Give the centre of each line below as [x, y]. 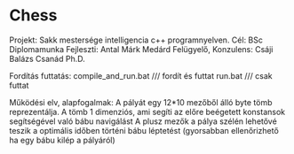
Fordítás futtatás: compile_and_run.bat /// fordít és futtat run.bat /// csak [141, 75]
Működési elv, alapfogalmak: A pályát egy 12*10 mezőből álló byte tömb [141, 102]
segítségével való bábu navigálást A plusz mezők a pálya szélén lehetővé [143, 121]
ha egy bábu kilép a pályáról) [62, 140]
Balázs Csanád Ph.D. [48, 58]
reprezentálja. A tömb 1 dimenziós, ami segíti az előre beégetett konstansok [147, 112]
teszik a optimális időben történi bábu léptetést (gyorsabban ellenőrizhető [144, 130]
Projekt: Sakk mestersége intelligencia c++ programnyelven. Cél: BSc [136, 40]
